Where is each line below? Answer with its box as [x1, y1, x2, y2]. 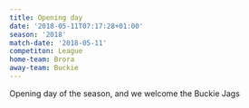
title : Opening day [9, 13, 83, 22]
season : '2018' [9, 30, 67, 39]
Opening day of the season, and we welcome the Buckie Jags [9, 87, 240, 99]
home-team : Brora [9, 55, 75, 64]
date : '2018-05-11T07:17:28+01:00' [9, 22, 144, 31]
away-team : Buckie [9, 64, 79, 73]
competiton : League [9, 47, 83, 56]
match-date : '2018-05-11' [9, 38, 107, 48]
